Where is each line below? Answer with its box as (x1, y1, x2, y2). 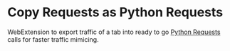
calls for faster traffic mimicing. (7, 35, 99, 43)
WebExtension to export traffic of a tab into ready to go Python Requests (7, 28, 221, 36)
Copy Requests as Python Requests (7, 4, 223, 21)
